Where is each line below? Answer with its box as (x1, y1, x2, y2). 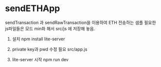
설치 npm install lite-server (12, 36, 65, 42)
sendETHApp (5, 3, 60, 14)
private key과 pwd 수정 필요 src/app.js (12, 46, 88, 52)
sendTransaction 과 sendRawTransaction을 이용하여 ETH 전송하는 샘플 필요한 (5, 19, 157, 25)
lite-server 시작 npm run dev (12, 56, 69, 62)
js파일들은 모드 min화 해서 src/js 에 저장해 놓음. (5, 25, 95, 32)
